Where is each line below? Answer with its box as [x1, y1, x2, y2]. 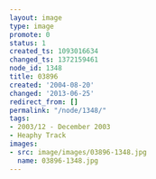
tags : [9, 114, 30, 123]
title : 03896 [9, 72, 59, 81]
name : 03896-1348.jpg [17, 155, 99, 165]
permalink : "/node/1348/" [9, 106, 106, 115]
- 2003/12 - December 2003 [9, 123, 111, 132]
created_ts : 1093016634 [9, 47, 99, 56]
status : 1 [9, 38, 47, 48]
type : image [9, 22, 54, 31]
